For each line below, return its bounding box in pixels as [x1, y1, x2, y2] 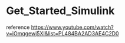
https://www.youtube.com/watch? [31, 24, 114, 31]
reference [6, 24, 30, 31]
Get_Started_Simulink [6, 4, 115, 18]
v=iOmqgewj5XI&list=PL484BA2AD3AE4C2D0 [6, 29, 119, 37]
